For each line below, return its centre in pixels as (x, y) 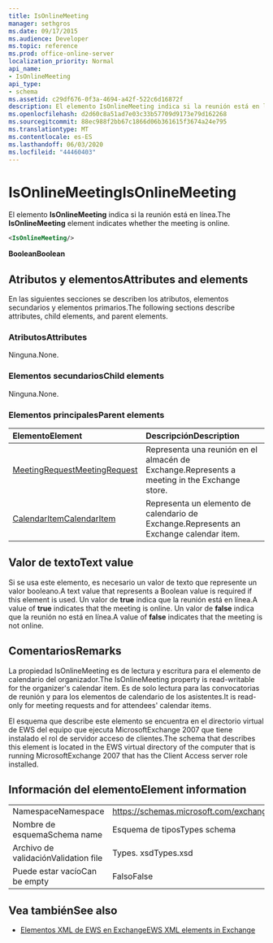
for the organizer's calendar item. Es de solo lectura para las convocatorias (134, 688)
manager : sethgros (39, 24)
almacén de (168, 459)
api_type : (25, 84)
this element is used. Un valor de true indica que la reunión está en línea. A (133, 599)
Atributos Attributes (48, 337)
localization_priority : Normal (61, 62)
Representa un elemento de (199, 503)
